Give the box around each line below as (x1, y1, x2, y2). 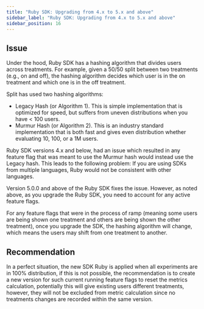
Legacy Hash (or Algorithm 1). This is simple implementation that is (15, 102, 183, 110)
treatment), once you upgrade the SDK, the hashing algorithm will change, (6, 223, 193, 230)
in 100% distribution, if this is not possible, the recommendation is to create (6, 270, 195, 277)
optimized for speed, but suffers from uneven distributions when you (15, 109, 188, 116)
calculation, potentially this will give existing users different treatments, (6, 283, 185, 289)
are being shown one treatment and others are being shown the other (6, 216, 181, 223)
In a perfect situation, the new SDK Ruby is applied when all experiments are (6, 263, 198, 270)
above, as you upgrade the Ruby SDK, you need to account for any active (6, 191, 191, 199)
